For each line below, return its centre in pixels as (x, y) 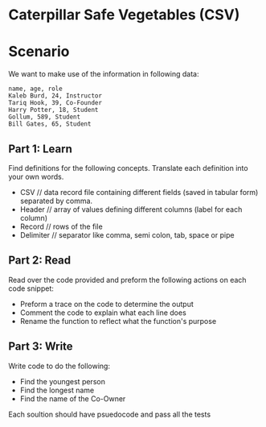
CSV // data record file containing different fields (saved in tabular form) (139, 192)
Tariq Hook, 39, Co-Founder (55, 103)
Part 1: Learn (40, 149)
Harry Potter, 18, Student (53, 110)
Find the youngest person (63, 381)
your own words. (36, 176)
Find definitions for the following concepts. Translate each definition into (128, 168)
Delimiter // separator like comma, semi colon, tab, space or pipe (127, 234)
